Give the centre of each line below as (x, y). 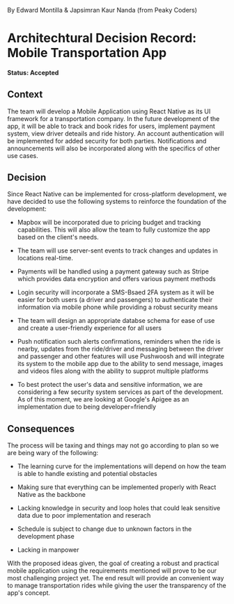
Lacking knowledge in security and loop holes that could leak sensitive (119, 508)
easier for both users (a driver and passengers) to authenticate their (115, 300)
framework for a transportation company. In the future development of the (114, 118)
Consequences (41, 428)
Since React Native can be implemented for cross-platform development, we (117, 194)
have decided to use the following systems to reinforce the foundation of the (117, 202)
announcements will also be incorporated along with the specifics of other (114, 148)
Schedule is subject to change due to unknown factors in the (104, 529)
